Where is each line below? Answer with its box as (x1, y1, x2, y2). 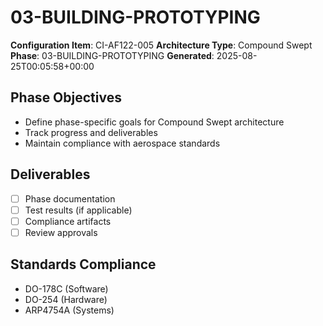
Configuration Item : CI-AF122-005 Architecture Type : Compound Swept (10, 39, 313, 51)
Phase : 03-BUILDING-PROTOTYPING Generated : (10, 49, 215, 61)
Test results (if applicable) (24, 204, 133, 216)
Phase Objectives (10, 89, 122, 106)
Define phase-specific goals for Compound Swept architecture (24, 116, 285, 128)
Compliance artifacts (24, 215, 112, 227)
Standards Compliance (10, 256, 157, 273)
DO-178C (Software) (24, 282, 109, 295)
